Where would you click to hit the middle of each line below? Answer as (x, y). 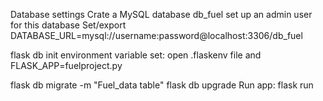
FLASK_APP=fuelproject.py (66, 65)
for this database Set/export (68, 25)
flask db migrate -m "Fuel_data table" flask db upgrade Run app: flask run (162, 85)
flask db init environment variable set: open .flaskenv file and (136, 55)
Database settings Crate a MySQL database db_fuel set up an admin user (161, 14)
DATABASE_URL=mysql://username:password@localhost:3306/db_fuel (156, 35)
